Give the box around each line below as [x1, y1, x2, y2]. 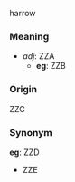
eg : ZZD [9, 147, 40, 158]
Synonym [9, 126, 52, 139]
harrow [9, 8, 36, 18]
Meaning [9, 30, 50, 43]
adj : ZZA [22, 51, 55, 62]
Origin [9, 83, 38, 96]
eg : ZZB [35, 61, 66, 72]
